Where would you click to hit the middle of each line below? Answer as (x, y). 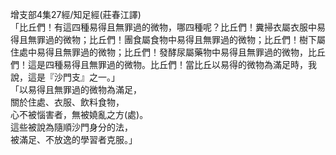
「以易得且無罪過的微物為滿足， (76, 89)
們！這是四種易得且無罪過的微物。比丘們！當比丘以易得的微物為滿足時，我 (163, 64)
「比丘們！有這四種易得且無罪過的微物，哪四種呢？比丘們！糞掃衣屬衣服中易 (168, 27)
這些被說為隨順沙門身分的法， (71, 127)
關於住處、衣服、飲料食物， (67, 102)
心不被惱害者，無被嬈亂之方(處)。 (79, 114)
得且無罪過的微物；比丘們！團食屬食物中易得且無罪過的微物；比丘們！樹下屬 (168, 39)
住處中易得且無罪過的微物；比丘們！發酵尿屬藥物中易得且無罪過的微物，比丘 (168, 52)
